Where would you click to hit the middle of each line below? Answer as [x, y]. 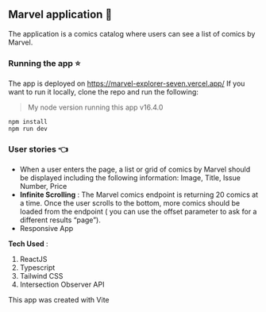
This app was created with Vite [59, 300]
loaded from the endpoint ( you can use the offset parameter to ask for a [138, 212]
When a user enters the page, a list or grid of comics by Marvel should [135, 169]
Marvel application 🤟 [60, 15]
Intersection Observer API [62, 285]
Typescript [37, 268]
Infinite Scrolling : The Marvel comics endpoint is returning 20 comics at [139, 195]
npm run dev [28, 129]
